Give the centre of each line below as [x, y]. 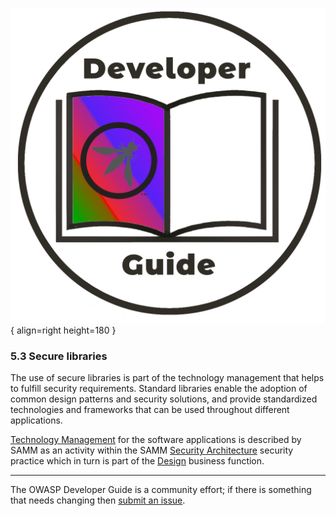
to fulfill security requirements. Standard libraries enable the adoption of [159, 389]
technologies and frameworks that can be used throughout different [150, 410]
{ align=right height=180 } [63, 330]
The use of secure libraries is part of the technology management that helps [167, 378]
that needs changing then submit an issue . [98, 500]
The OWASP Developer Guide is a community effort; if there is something [161, 490]
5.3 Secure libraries [59, 356]
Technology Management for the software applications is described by [156, 440]
